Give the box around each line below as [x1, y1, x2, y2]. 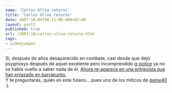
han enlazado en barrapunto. [5, 71, 67, 78]
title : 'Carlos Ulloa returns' [5, 12, 72, 17]
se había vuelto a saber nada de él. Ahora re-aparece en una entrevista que [5, 66, 165, 72]
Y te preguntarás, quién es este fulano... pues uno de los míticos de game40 [5, 77, 167, 83]
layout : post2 [5, 22, 36, 27]
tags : [5, 36, 17, 42]
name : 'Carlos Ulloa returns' [5, 7, 70, 13]
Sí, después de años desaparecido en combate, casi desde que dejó [5, 55, 150, 61]
